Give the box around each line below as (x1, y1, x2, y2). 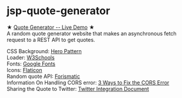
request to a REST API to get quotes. (6, 36, 95, 43)
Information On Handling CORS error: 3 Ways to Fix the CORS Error (6, 79, 170, 86)
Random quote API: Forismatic (6, 73, 80, 80)
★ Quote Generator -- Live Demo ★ (6, 24, 95, 31)
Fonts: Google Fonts (6, 60, 55, 67)
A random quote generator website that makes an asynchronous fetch (6, 30, 177, 37)
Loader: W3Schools (6, 54, 55, 61)
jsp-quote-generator (6, 4, 111, 18)
